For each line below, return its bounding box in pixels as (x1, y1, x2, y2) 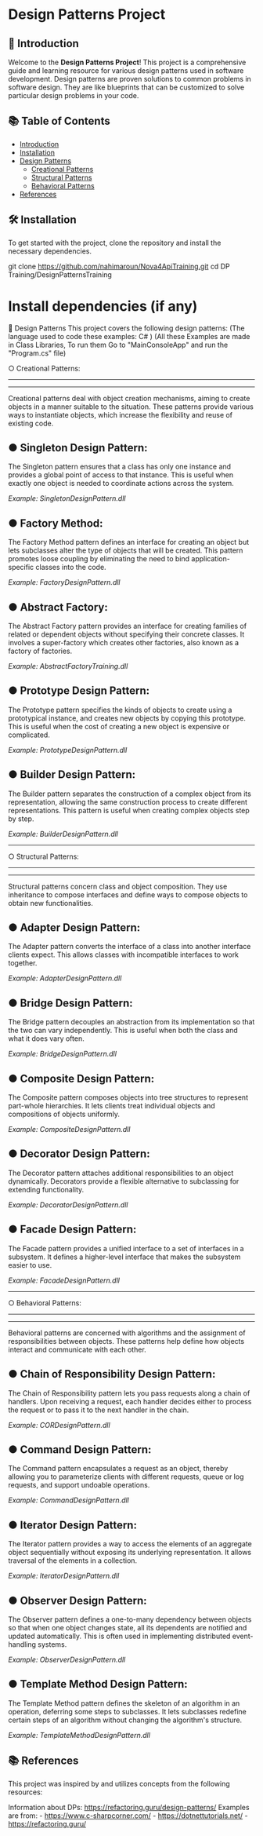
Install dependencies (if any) (8, 297, 198, 315)
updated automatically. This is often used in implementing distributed (8, 1631, 231, 1641)
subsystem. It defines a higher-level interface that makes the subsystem (8, 1252, 241, 1261)
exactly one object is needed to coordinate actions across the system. (8, 479, 235, 488)
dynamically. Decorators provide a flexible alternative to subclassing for (8, 1176, 240, 1186)
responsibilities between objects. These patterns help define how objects (8, 1336, 245, 1345)
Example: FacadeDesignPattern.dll (8, 1276, 120, 1285)
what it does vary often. (8, 1034, 85, 1043)
